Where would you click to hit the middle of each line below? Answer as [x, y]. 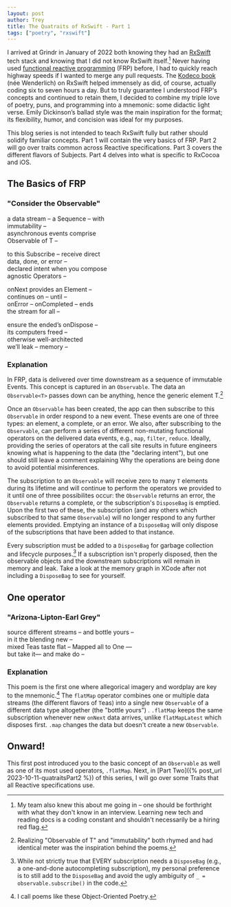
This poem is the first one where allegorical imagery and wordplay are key [112, 687]
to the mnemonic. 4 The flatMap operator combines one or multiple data [108, 695]
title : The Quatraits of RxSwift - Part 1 [69, 26]
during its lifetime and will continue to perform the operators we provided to [114, 488]
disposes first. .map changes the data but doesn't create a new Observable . [113, 724]
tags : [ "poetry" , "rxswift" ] [49, 33]
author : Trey [26, 20]
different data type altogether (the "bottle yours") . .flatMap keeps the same [115, 710]
